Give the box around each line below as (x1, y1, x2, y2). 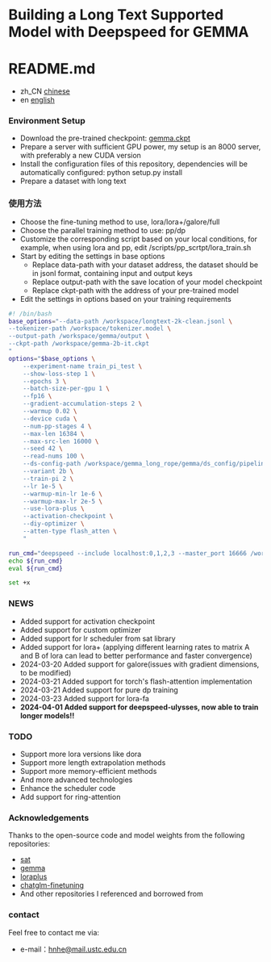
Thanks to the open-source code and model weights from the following (8, 830, 245, 840)
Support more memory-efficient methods (19, 766, 157, 776)
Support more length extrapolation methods (19, 757, 166, 768)
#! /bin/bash (8, 309, 52, 318)
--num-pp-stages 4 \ (23, 422, 92, 430)
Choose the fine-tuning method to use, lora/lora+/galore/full (19, 216, 220, 227)
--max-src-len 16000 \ (23, 437, 99, 445)
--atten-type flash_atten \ (23, 527, 117, 536)
